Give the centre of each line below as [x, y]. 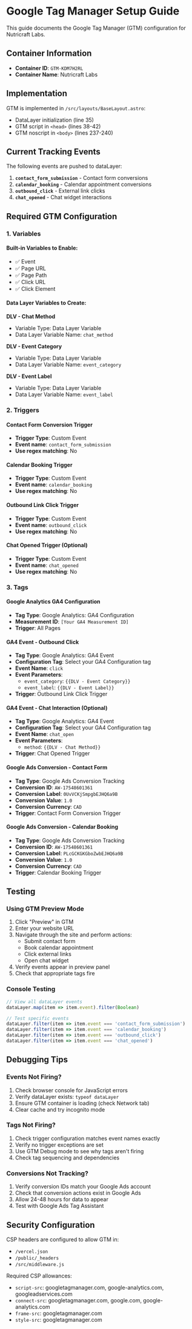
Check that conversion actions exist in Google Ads [78, 1193]
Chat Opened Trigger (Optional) [47, 545]
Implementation [37, 94]
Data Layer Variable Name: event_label [64, 394]
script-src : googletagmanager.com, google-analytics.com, [89, 1287]
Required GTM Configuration [62, 216]
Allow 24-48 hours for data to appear [62, 1199]
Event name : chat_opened [47, 565]
